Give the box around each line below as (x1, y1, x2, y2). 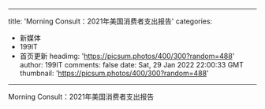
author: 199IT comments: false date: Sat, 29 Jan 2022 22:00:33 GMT (19, 60, 244, 69)
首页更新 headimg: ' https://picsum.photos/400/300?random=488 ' (19, 52, 235, 60)
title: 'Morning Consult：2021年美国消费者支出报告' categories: (8, 16, 213, 26)
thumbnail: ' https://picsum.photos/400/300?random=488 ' (19, 68, 209, 78)
